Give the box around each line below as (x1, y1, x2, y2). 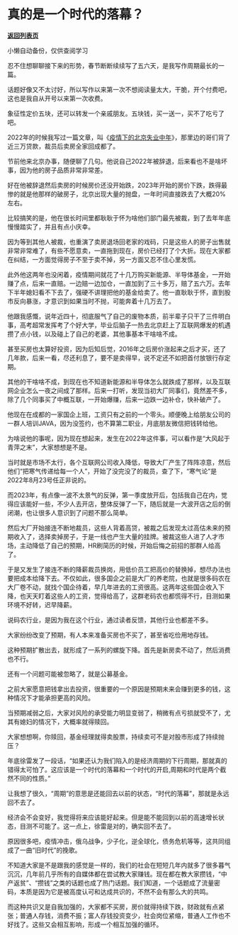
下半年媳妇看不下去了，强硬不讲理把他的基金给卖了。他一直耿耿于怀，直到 (7, 288, 225, 296)
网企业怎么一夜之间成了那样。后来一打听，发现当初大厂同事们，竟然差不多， (7, 386, 231, 395)
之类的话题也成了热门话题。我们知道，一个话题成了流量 (52, 878, 215, 887)
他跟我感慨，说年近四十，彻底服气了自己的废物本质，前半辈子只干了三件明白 (7, 312, 231, 320)
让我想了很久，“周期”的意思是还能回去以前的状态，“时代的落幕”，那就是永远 (7, 789, 229, 798)
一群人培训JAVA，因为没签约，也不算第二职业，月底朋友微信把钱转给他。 (7, 419, 222, 427)
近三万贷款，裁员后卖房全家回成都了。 (7, 142, 119, 150)
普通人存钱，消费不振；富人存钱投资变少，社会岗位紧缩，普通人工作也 (19, 911, 225, 919)
